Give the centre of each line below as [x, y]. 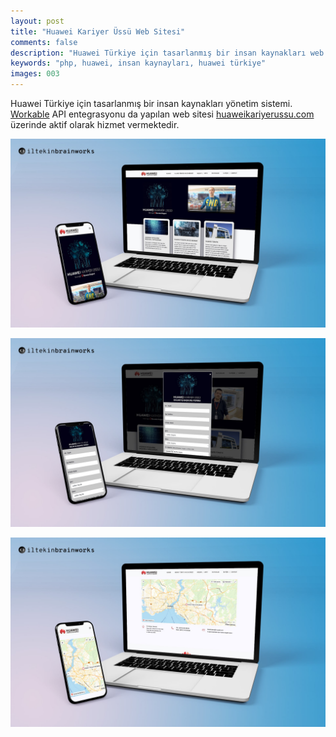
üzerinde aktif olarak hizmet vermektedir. [95, 124]
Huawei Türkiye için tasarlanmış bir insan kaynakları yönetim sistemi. [151, 103]
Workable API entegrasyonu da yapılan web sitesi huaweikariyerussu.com [162, 114]
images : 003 [35, 74]
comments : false [44, 42]
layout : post [37, 21]
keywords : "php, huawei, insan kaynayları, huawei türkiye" [138, 63]
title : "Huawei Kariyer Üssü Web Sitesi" [98, 31]
